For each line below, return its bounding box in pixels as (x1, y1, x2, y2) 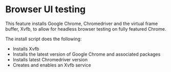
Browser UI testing (5, 4, 86, 15)
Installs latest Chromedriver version (12, 56, 88, 62)
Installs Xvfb (12, 45, 39, 52)
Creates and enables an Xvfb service (12, 62, 91, 68)
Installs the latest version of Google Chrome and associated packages (12, 51, 161, 57)
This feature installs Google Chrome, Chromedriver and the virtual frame (5, 20, 158, 27)
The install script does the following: (5, 36, 82, 42)
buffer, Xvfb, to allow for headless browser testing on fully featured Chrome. (5, 26, 166, 32)
